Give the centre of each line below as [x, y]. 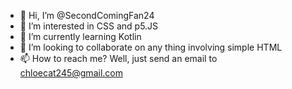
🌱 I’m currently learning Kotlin [80, 36]
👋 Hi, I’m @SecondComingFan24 [87, 15]
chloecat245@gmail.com [71, 73]
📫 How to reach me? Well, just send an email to [118, 58]
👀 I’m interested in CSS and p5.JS [89, 26]
